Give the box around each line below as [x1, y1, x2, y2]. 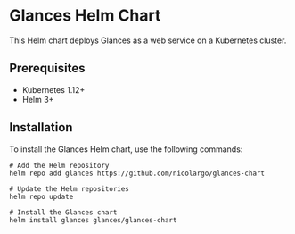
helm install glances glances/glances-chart [9, 215, 177, 224]
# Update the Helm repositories [9, 184, 129, 193]
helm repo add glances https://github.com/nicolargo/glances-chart [9, 169, 266, 178]
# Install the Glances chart [9, 207, 118, 217]
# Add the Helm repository [9, 161, 110, 170]
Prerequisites [9, 61, 86, 76]
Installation [9, 120, 73, 135]
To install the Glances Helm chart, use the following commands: [9, 144, 243, 155]
